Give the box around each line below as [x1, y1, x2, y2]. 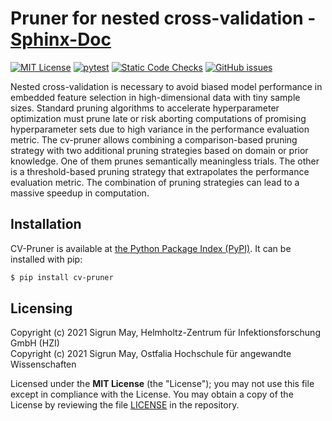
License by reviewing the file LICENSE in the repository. [10, 399, 240, 411]
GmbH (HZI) [10, 337, 60, 349]
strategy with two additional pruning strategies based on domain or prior [10, 144, 309, 156]
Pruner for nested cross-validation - [10, 7, 317, 30]
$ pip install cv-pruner [10, 272, 114, 282]
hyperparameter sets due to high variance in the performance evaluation [10, 123, 310, 135]
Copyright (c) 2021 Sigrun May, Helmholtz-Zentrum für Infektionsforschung [10, 327, 321, 339]
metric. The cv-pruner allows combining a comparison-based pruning [10, 133, 298, 146]
